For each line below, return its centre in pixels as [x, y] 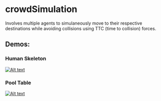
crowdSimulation [41, 9]
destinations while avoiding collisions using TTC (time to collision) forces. [81, 28]
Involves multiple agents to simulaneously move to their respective [74, 23]
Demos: [17, 44]
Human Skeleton [26, 59]
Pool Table [18, 82]
